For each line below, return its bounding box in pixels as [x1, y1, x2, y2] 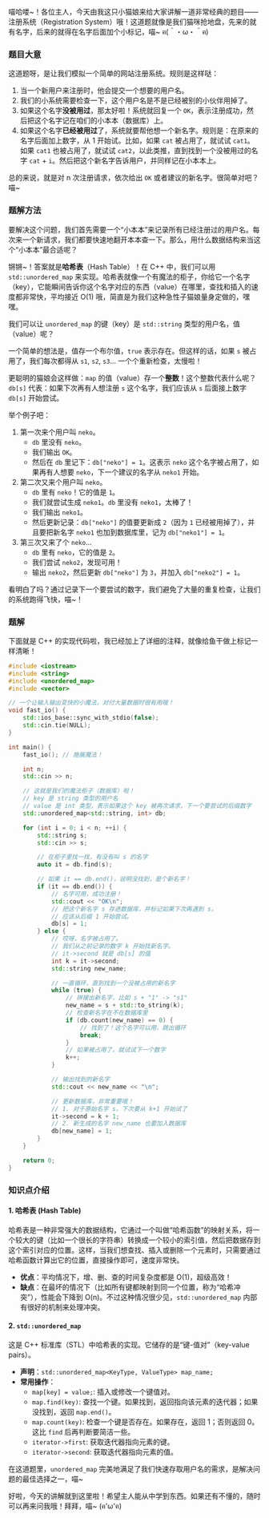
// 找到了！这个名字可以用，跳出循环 [79, 1023, 187, 1032]
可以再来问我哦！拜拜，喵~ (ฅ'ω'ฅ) [8, 1501, 122, 1511]
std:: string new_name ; [50, 964, 127, 972]
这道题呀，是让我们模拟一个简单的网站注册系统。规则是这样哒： [8, 69, 219, 79]
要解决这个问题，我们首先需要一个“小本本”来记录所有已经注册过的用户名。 [8, 224, 254, 234]
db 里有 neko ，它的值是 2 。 [31, 547, 120, 557]
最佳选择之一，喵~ [22, 1474, 84, 1484]
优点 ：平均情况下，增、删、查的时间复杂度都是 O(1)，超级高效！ [19, 1272, 232, 1282]
